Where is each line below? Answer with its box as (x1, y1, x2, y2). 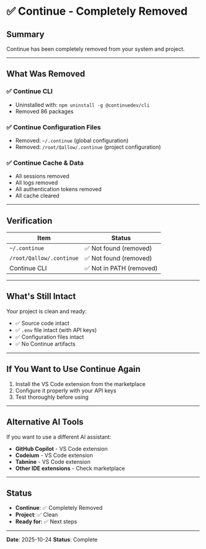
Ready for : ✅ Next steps (15, 518, 78, 525)
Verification (6, 216, 53, 226)
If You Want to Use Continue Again (6, 364, 141, 374)
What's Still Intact (6, 291, 76, 301)
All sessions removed (15, 173, 69, 180)
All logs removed (15, 179, 58, 186)
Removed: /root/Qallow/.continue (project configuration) (15, 143, 161, 151)
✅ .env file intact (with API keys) (15, 326, 97, 333)
